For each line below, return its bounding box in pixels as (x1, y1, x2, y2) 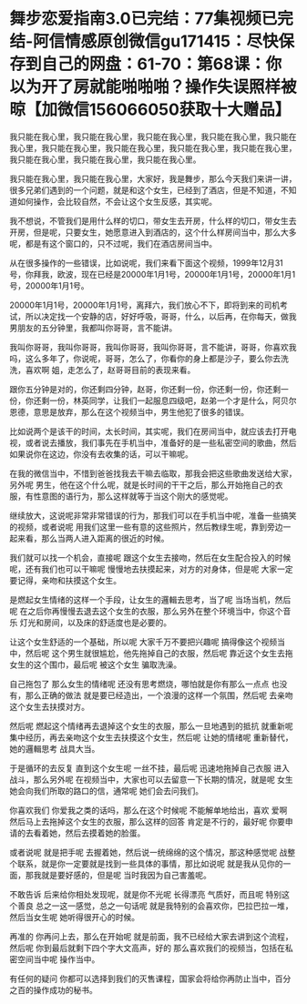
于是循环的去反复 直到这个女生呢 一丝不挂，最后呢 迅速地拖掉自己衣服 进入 (9, 762, 290, 774)
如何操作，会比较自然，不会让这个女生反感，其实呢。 (16, 196, 217, 207)
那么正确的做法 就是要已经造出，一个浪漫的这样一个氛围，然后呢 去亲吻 (25, 689, 293, 701)
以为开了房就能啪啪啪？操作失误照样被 (9, 76, 298, 97)
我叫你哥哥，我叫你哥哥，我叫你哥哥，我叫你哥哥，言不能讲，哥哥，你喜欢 (9, 341, 289, 352)
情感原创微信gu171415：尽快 (65, 31, 280, 52)
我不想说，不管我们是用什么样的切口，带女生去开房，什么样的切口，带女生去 (9, 215, 297, 226)
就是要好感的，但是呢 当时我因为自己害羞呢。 (40, 869, 211, 880)
